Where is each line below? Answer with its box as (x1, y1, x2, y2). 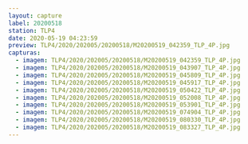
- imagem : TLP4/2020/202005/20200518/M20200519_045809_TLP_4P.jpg (15, 71, 241, 79)
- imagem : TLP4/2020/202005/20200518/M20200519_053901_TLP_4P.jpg (15, 101, 241, 109)
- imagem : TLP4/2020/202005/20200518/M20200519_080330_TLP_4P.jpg (15, 116, 241, 124)
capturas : (8, 49, 41, 57)
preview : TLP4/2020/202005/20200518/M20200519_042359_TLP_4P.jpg (8, 42, 230, 50)
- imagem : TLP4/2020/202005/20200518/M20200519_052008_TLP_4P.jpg (15, 94, 241, 102)
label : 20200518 (8, 19, 62, 27)
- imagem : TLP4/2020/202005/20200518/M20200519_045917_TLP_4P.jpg (15, 78, 241, 86)
